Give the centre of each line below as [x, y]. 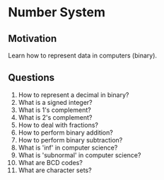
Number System [57, 12]
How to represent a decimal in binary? [74, 95]
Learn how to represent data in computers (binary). [83, 55]
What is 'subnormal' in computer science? [80, 155]
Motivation [33, 39]
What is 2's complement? [55, 117]
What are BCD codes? [51, 162]
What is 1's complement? [54, 110]
